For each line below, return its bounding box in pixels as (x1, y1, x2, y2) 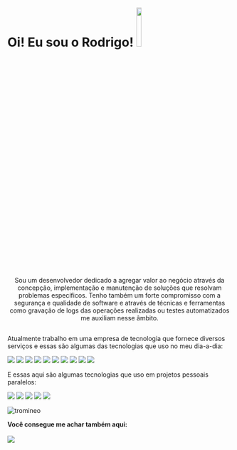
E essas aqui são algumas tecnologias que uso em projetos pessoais (7, 370, 209, 379)
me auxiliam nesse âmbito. (80, 313, 159, 322)
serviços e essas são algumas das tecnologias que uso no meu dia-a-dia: (7, 342, 223, 350)
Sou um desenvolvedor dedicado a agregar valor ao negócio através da (14, 276, 225, 284)
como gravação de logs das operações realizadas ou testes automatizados (9, 306, 230, 315)
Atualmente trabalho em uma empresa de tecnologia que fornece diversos (7, 335, 226, 343)
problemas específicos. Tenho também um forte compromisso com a (19, 291, 221, 299)
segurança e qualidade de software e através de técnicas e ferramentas (14, 298, 226, 307)
